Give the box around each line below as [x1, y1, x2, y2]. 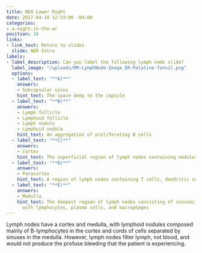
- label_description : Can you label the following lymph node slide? [6, 59, 185, 65]
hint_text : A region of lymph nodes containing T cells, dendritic [17, 177, 189, 183]
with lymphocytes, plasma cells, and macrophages [22, 204, 149, 210]
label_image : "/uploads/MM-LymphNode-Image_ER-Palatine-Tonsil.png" [11, 64, 187, 71]
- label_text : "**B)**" [11, 98, 71, 104]
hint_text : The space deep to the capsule [17, 93, 125, 99]
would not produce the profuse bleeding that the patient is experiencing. [6, 240, 186, 247]
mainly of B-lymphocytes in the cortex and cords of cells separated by [6, 227, 181, 234]
